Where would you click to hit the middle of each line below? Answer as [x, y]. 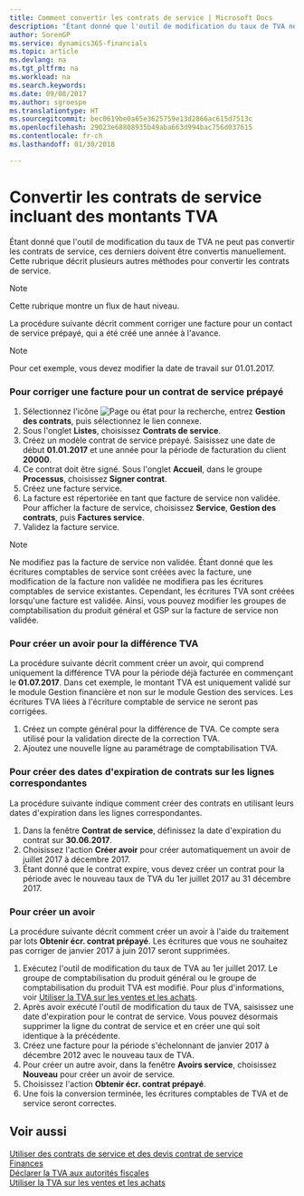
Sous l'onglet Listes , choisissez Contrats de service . [122, 430]
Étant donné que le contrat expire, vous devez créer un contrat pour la [153, 868]
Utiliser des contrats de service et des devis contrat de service [127, 1153]
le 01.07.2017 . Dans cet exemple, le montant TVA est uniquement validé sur [150, 682]
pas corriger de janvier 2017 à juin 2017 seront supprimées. [120, 950]
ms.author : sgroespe [48, 102]
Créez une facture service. [72, 488]
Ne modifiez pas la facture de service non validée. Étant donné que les [141, 562]
